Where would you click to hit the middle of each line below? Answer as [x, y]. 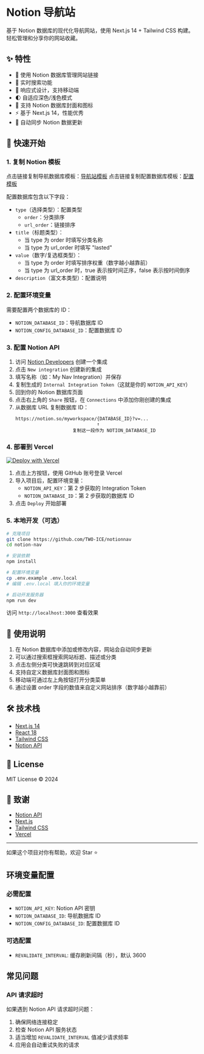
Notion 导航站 [41, 12]
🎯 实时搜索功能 [34, 82]
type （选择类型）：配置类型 [49, 209]
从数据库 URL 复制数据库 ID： [52, 407]
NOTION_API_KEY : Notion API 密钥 [55, 908]
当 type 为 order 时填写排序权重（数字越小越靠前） [87, 263]
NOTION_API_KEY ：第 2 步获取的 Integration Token [85, 488]
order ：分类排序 [44, 217]
